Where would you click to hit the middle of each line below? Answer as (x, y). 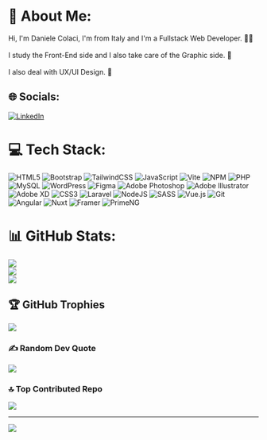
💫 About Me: (50, 16)
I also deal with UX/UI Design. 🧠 (60, 71)
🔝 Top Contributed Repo (56, 388)
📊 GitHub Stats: (62, 235)
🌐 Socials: (34, 97)
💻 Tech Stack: (57, 149)
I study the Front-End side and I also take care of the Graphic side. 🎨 (120, 55)
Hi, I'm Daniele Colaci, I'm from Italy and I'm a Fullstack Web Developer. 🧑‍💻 (131, 38)
